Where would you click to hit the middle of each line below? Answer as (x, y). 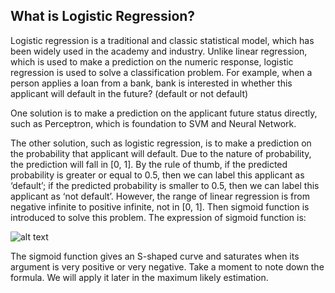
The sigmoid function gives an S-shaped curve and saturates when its (155, 256)
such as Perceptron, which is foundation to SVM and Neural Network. (153, 123)
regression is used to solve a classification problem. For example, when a (161, 72)
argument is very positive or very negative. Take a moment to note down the (167, 266)
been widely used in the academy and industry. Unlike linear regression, (159, 51)
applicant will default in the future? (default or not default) (129, 93)
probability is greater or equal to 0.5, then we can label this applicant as (157, 175)
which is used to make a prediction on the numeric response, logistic (152, 61)
